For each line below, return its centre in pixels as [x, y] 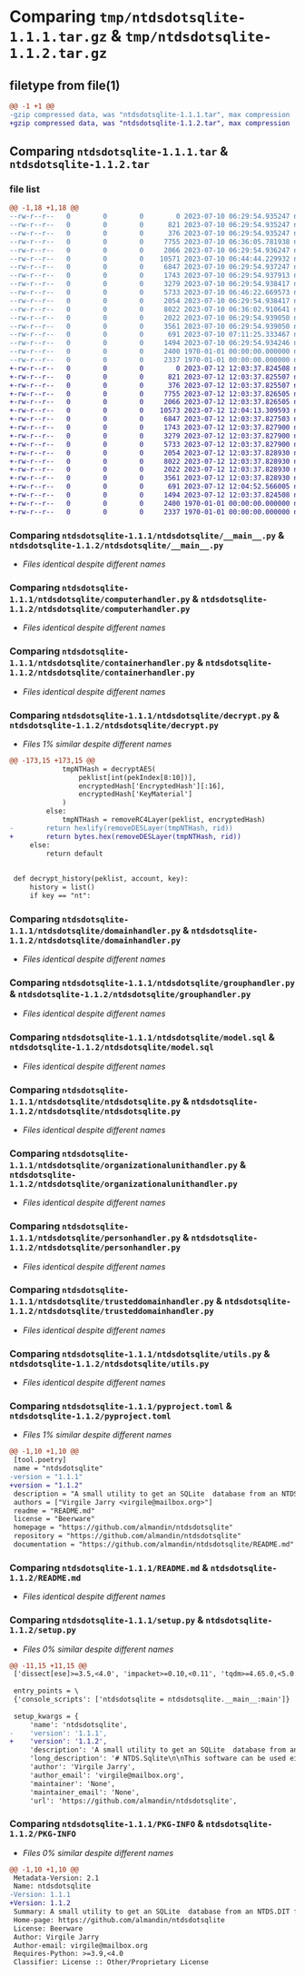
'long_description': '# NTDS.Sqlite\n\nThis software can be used [157, 1759]
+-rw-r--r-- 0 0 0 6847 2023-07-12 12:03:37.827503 [150, 420]
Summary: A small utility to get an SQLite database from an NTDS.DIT [152, 1912]
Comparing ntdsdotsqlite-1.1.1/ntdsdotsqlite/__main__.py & [147, 535]
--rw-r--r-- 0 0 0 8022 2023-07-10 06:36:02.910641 [150, 309]
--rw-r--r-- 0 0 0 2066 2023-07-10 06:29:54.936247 [150, 250]
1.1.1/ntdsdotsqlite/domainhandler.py [95, 931]
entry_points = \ [46, 1691]
